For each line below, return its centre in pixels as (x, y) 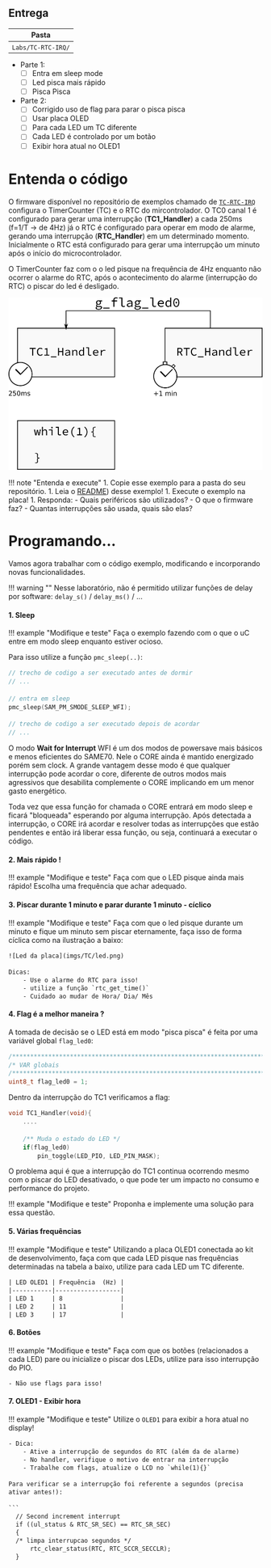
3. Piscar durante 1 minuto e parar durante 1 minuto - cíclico (110, 904)
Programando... (63, 541)
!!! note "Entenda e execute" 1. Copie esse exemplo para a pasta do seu (127, 482)
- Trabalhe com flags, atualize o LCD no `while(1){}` (117, 1468)
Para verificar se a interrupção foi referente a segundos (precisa (126, 1484)
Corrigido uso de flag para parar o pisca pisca (108, 109)
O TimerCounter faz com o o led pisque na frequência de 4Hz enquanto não (135, 268)
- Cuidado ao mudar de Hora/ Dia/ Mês (88, 996)
